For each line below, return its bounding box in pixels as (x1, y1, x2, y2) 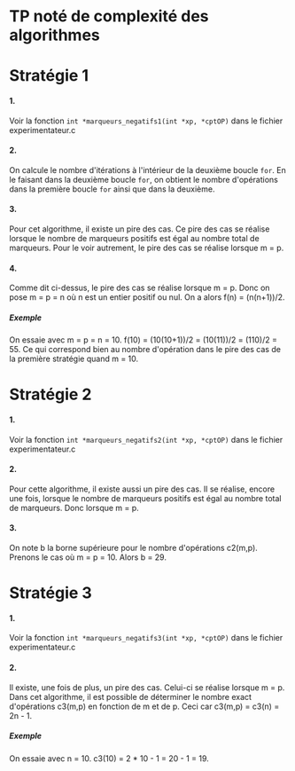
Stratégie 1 (9, 66, 89, 86)
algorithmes (9, 25, 100, 45)
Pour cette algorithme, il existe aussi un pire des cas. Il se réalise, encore (9, 484, 276, 494)
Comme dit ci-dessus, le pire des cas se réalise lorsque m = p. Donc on (9, 282, 270, 294)
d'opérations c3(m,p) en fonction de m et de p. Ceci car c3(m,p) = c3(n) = (9, 701, 280, 712)
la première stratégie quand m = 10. (9, 353, 139, 365)
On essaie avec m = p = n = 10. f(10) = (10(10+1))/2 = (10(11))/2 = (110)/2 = (9, 334, 277, 345)
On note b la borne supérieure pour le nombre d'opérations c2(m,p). (9, 542, 259, 553)
